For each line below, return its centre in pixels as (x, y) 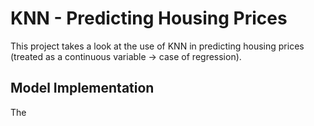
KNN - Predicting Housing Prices (149, 18)
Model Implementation (82, 88)
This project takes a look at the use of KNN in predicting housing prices (157, 46)
